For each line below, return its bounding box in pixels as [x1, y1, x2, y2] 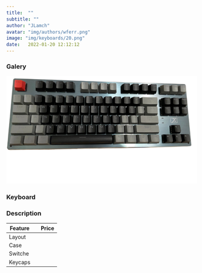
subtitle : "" [6, 16, 39, 22]
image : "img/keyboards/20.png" [6, 35, 85, 42]
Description [6, 209, 42, 217]
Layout [8, 233, 26, 240]
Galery [6, 62, 27, 71]
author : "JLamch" [6, 22, 50, 28]
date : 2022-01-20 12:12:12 [6, 42, 80, 48]
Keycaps [8, 259, 31, 266]
